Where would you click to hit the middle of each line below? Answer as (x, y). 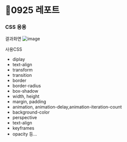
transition (22, 75)
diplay (19, 59)
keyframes (23, 128)
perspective (25, 118)
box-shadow (25, 91)
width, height (26, 96)
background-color (31, 112)
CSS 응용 (16, 27)
